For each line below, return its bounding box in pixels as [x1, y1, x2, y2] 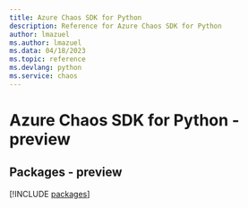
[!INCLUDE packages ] [9, 188, 90, 199]
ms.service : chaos [9, 72, 78, 81]
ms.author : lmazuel [9, 38, 82, 48]
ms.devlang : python [9, 64, 82, 73]
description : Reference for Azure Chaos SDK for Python [9, 22, 222, 30]
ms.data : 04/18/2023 [9, 47, 87, 56]
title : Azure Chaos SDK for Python [9, 13, 142, 22]
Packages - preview [9, 165, 123, 180]
